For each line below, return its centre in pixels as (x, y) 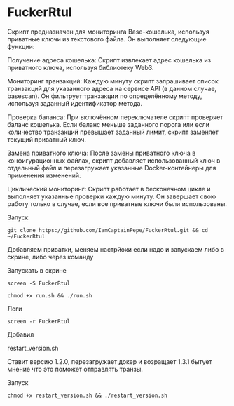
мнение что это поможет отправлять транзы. (75, 369)
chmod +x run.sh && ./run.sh (50, 295)
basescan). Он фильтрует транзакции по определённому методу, (105, 96)
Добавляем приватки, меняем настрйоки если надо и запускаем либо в (116, 249)
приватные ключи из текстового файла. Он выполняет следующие (107, 39)
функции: (21, 46)
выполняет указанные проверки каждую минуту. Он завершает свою (112, 196)
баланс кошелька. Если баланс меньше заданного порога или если (109, 124)
